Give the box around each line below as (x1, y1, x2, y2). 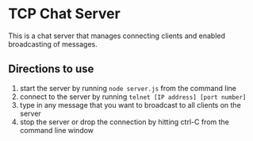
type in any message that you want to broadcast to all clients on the (19, 100, 242, 109)
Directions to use (8, 63, 94, 76)
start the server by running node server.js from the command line (19, 83, 236, 93)
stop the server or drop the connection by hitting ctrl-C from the (19, 116, 230, 127)
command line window (19, 125, 94, 135)
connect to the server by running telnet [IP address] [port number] (19, 92, 247, 101)
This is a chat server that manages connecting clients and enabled (8, 31, 226, 40)
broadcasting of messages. (8, 39, 98, 48)
